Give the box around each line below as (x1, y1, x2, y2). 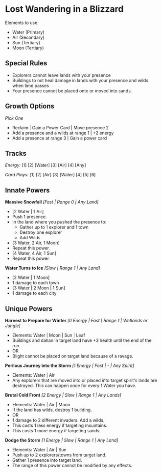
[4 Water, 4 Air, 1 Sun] (12, 250, 56, 256)
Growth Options (5, 102, 55, 111)
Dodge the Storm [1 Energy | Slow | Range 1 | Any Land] (5, 437, 118, 443)
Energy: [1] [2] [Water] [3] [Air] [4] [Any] (5, 162, 87, 168)
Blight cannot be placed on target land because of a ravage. (12, 353, 134, 359)
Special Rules (5, 59, 47, 67)
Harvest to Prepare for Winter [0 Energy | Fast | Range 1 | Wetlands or (5, 318, 148, 323)
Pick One (5, 115, 23, 121)
